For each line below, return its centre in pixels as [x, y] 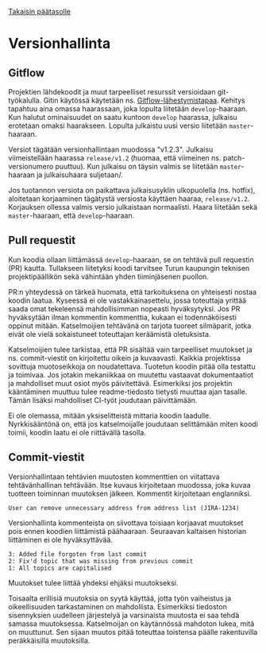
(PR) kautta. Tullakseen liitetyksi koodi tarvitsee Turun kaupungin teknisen [129, 268]
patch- [234, 158]
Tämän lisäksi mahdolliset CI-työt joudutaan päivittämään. [103, 400]
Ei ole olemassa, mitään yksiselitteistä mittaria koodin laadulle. [110, 415]
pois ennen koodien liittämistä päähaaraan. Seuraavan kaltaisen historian [127, 531]
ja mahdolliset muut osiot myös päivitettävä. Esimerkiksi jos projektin [120, 383]
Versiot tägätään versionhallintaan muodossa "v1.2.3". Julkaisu [111, 149]
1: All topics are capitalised [60, 568]
